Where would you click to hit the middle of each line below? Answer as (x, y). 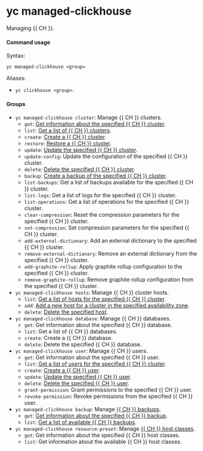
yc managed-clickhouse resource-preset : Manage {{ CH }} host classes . (105, 429)
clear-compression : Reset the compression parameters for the (102, 215)
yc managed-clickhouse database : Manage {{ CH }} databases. (93, 319)
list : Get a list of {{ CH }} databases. (71, 331)
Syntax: (16, 56)
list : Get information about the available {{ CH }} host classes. (103, 442)
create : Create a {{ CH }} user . (62, 370)
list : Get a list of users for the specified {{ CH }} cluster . (95, 364)
